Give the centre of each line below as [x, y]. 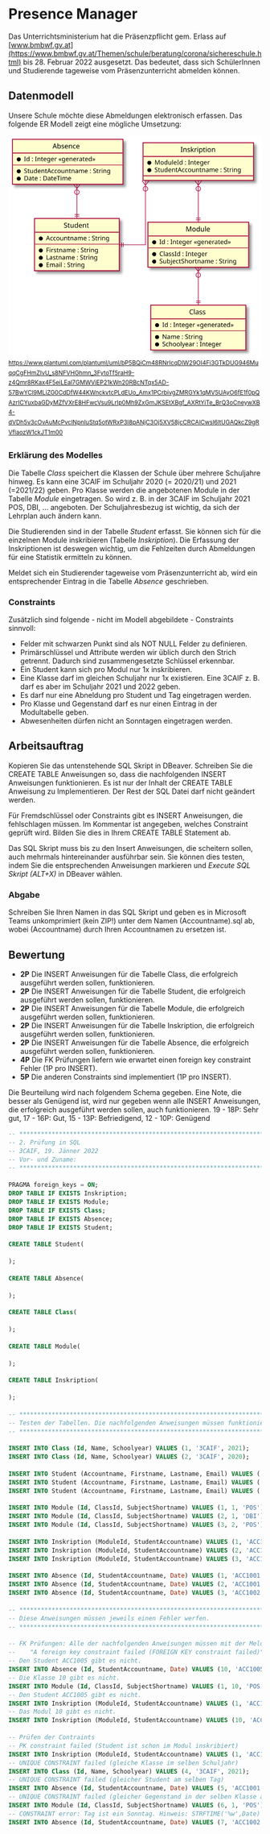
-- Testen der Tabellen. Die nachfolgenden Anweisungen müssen [117, 1423]
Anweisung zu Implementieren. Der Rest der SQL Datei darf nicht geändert [132, 791]
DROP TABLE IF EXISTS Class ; [57, 1210]
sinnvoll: [22, 629]
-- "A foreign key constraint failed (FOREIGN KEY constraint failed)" [136, 1653]
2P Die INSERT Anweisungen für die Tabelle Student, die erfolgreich [133, 991]
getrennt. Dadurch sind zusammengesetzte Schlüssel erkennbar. [127, 661]
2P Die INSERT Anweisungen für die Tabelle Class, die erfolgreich [129, 974]
